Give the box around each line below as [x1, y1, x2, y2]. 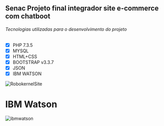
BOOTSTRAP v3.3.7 [12, 59, 54, 65]
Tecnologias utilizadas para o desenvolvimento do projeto [5, 26, 127, 32]
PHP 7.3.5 [12, 42, 33, 48]
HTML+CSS [12, 53, 38, 59]
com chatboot [5, 12, 51, 21]
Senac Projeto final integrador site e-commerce [5, 4, 159, 13]
